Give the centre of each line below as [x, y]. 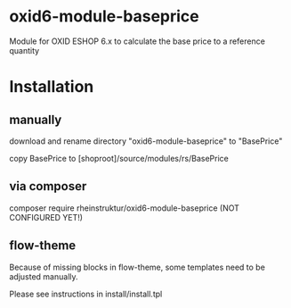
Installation [52, 87]
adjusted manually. [44, 276]
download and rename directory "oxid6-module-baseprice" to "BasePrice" [146, 141]
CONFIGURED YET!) [46, 217]
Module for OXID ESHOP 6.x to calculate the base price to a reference [137, 41]
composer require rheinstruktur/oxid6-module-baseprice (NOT [125, 208]
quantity [24, 50]
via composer [48, 186]
